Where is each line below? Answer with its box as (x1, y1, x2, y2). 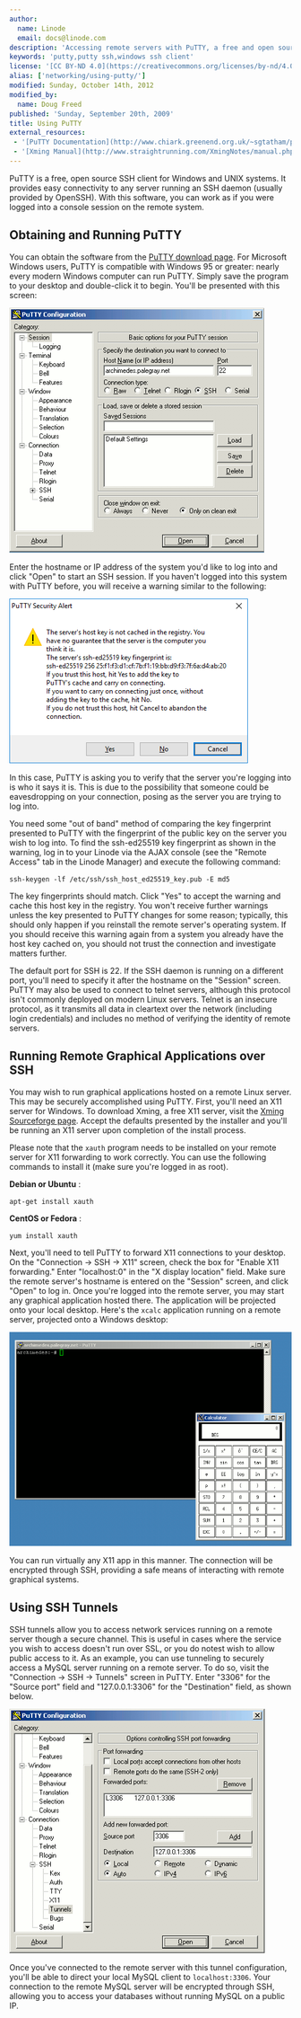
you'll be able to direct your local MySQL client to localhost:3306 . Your (9, 1971, 271, 1982)
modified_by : (9, 90, 58, 99)
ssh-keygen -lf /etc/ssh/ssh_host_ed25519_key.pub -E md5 (9, 874, 230, 884)
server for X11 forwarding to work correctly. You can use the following (9, 1151, 267, 1163)
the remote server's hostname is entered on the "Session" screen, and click (9, 1276, 289, 1287)
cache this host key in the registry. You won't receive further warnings (9, 899, 269, 911)
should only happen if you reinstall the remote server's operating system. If (9, 919, 287, 930)
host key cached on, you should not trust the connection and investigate (9, 938, 276, 949)
